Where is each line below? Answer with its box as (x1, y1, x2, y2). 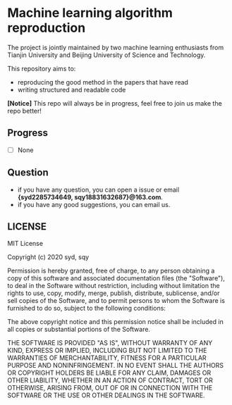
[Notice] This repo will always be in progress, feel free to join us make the (7, 99, 222, 107)
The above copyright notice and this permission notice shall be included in (7, 318, 224, 326)
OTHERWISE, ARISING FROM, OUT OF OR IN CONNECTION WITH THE (7, 384, 213, 392)
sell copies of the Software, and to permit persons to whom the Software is (7, 297, 226, 305)
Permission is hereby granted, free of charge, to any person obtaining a (7, 266, 215, 275)
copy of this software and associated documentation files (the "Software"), (7, 274, 226, 282)
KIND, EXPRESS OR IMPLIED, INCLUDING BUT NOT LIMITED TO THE (7, 347, 207, 355)
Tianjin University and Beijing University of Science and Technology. (7, 51, 206, 59)
